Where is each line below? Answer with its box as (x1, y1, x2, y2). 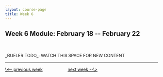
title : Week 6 (5, 12, 34, 16)
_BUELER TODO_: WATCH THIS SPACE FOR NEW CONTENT (5, 53, 125, 59)
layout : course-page (5, 7, 47, 12)
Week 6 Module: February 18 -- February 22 (5, 30, 140, 38)
